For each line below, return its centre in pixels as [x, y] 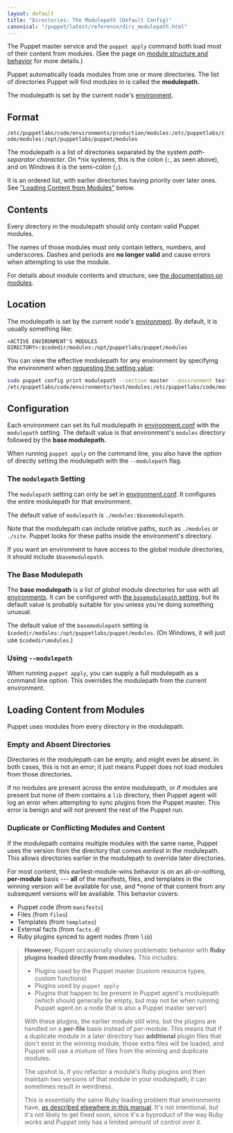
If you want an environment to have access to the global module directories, [116, 549]
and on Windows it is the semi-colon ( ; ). [65, 167]
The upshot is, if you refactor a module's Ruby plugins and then [115, 1071]
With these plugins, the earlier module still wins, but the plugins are [120, 1021]
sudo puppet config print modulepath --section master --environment [110, 380]
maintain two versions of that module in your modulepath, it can [115, 1079]
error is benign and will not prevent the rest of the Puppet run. [96, 810]
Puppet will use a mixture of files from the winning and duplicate [116, 1050]
